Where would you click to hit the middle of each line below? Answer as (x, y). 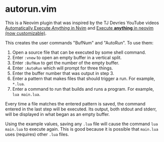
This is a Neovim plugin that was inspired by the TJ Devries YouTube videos (82, 23)
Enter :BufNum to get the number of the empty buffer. (66, 63)
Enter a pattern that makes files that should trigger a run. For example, (84, 78)
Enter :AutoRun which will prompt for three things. (62, 68)
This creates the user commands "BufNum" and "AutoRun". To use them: (79, 42)
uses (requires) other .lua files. (37, 134)
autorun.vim (31, 9)
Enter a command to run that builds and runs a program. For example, (83, 89)
